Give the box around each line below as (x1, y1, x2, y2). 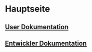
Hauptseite (5, 3, 50, 15)
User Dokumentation (5, 23, 69, 31)
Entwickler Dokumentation (5, 39, 87, 47)
